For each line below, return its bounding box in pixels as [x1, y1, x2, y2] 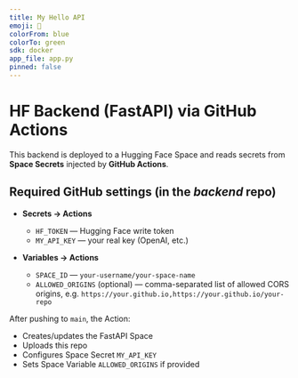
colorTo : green [9, 37, 66, 47]
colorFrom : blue [9, 29, 69, 38]
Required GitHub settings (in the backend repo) [9, 184, 277, 200]
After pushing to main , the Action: [9, 313, 131, 324]
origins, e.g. [35, 288, 80, 299]
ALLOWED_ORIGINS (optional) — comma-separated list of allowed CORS [35, 278, 290, 289]
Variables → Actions [21, 252, 100, 262]
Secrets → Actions [21, 208, 93, 219]
